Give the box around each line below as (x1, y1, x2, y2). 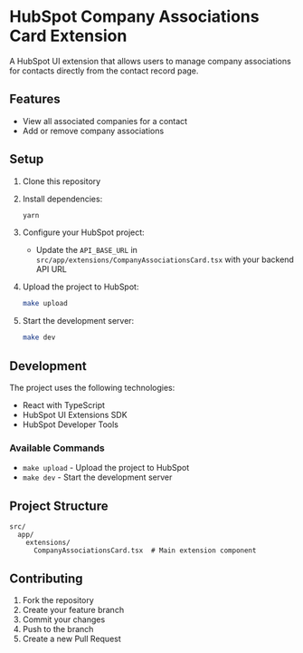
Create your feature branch (22, 604, 125, 615)
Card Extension (9, 25, 128, 46)
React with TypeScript (22, 400, 106, 410)
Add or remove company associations (22, 125, 165, 136)
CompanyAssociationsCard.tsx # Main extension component (33, 546, 257, 555)
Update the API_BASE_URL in (35, 245, 138, 256)
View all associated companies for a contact (22, 115, 188, 126)
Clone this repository (22, 175, 101, 187)
